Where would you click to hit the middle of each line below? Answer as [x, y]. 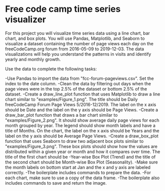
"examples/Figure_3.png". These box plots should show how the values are [81, 146]
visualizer [26, 19]
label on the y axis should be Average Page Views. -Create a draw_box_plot [82, 136]
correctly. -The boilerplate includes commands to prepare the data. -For [78, 172]
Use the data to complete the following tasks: [51, 69]
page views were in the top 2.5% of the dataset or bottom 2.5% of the [76, 89]
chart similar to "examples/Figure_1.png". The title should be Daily [71, 99]
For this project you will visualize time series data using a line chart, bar [78, 33]
